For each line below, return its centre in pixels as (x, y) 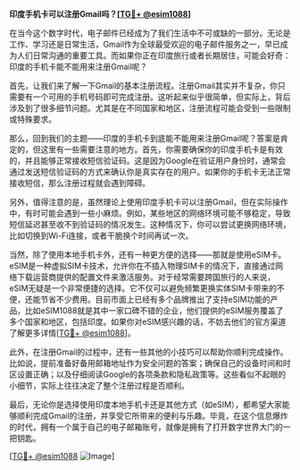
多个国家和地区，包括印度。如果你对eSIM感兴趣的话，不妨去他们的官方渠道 (148, 322)
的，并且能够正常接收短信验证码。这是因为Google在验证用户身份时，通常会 (148, 161)
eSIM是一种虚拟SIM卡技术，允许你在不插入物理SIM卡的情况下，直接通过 (142, 266)
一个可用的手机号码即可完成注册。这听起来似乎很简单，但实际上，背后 (162, 97)
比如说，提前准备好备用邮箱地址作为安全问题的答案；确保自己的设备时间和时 (150, 363)
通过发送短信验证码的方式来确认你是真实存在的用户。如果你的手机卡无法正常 (150, 172)
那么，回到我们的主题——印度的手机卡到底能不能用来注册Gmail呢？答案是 (145, 138)
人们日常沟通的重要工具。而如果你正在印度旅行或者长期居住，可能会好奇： (154, 56)
